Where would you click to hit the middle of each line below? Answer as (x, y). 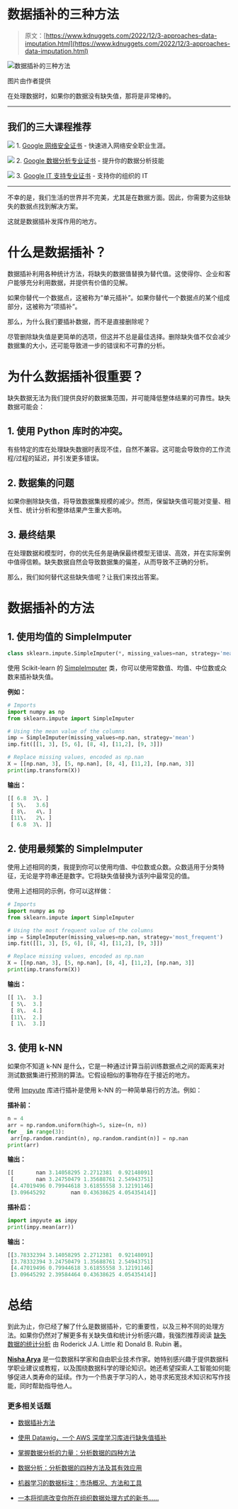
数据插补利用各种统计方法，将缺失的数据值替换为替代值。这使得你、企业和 (116, 273)
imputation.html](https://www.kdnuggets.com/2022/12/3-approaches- (127, 43)
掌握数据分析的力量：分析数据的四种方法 (76, 1453)
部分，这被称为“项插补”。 (44, 306)
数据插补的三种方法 (63, 15)
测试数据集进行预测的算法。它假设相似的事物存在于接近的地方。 (100, 1075)
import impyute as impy (42, 1220)
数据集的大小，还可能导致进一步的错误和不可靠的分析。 (88, 346)
